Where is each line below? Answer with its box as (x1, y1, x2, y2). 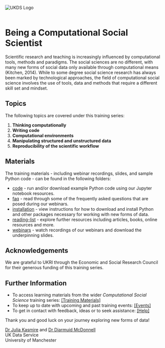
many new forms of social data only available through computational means (5, 64, 159, 70)
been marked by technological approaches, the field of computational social (5, 74, 160, 81)
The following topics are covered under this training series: (5, 112, 125, 118)
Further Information (5, 279, 67, 287)
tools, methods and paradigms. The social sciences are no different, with (5, 59, 153, 65)
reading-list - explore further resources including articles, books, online (12, 217, 158, 222)
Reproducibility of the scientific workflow (12, 143, 99, 149)
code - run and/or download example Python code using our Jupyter (12, 185, 152, 191)
